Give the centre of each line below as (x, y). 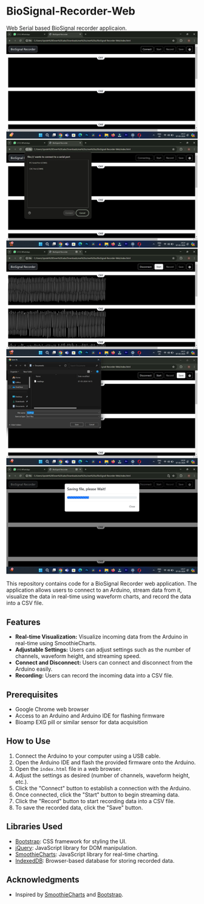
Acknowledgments (43, 880)
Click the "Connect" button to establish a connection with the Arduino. (103, 788)
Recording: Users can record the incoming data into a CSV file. (94, 676)
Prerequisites (32, 695)
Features (23, 622)
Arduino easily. (34, 669)
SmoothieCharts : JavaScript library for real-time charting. (87, 854)
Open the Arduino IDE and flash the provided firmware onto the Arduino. (105, 762)
